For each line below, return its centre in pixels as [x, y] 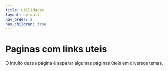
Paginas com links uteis [56, 49]
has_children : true [26, 24]
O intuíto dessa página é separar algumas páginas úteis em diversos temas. [84, 63]
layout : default [22, 15]
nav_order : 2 [19, 19]
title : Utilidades [25, 10]
